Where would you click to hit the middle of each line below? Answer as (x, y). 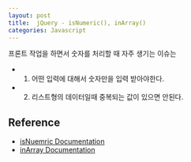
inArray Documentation (57, 150)
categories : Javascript (47, 30)
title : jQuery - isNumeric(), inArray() (77, 23)
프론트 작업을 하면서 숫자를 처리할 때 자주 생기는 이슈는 (92, 54)
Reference (34, 122)
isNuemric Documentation (62, 141)
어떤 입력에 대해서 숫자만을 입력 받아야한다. (98, 79)
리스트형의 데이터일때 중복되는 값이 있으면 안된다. (107, 97)
